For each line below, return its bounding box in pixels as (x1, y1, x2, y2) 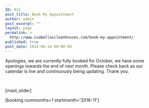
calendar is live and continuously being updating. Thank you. (5, 68, 130, 74)
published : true (5, 40, 39, 45)
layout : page (5, 26, 32, 31)
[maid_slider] (5, 87, 32, 93)
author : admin (5, 16, 35, 21)
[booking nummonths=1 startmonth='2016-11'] (5, 97, 99, 103)
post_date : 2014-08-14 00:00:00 (5, 44, 72, 49)
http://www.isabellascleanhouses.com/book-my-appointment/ (9, 35, 134, 40)
